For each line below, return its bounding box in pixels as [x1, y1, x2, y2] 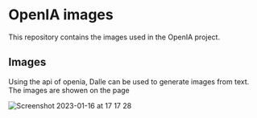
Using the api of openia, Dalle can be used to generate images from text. [8, 76, 250, 86]
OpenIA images [8, 6, 114, 24]
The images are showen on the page [8, 85, 131, 95]
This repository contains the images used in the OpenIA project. [8, 32, 220, 42]
